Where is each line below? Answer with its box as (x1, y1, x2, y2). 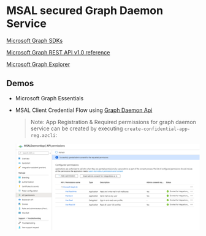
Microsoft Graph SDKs (6, 37, 63, 44)
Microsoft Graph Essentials (15, 94, 84, 101)
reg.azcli (30, 132, 56, 138)
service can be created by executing (30, 125, 123, 132)
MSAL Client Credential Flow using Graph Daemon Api (15, 106, 153, 114)
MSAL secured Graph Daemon (6, 4, 164, 18)
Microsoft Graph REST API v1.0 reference (6, 48, 110, 56)
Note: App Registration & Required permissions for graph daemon (30, 118, 196, 125)
